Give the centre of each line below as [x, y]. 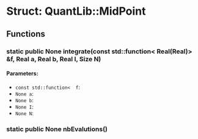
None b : [24, 100]
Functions [26, 34]
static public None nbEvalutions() [57, 129]
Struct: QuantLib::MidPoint [76, 11]
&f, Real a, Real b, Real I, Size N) [54, 59]
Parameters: [22, 73]
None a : [24, 94]
